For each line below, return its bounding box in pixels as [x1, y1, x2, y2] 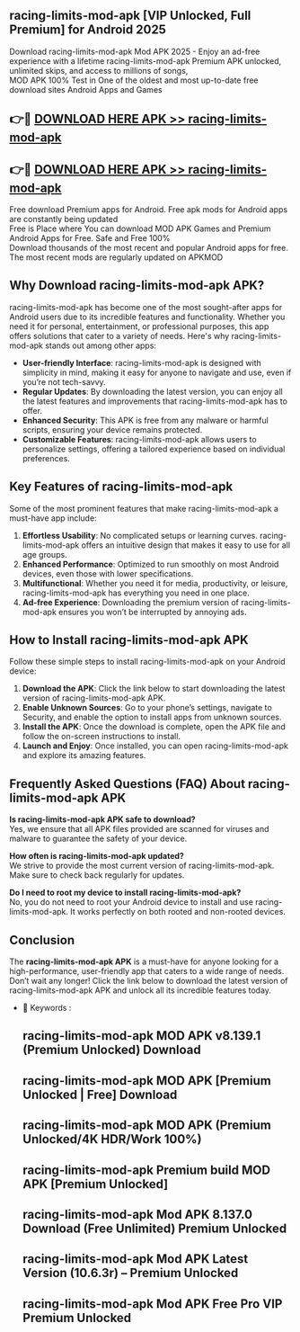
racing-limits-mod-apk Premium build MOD [22, 1162, 271, 1177]
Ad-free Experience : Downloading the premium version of [22, 596, 240, 607]
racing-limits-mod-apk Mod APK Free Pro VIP [22, 1296, 283, 1311]
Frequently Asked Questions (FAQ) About [9, 776, 245, 791]
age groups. [22, 549, 67, 559]
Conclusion [9, 932, 75, 948]
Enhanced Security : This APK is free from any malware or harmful [22, 415, 269, 425]
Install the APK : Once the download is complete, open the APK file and [22, 721, 286, 732]
